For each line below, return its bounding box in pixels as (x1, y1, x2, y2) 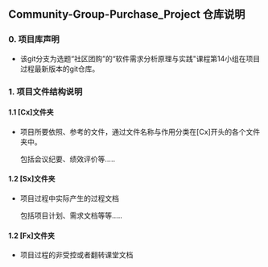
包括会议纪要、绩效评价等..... (19, 154, 115, 164)
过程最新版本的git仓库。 (19, 64, 100, 73)
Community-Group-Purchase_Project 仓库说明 (8, 7, 245, 22)
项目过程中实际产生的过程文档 (19, 194, 119, 203)
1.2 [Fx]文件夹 (8, 231, 55, 240)
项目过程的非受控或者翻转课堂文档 (19, 250, 134, 260)
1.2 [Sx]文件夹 (8, 174, 56, 184)
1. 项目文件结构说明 (8, 86, 83, 97)
